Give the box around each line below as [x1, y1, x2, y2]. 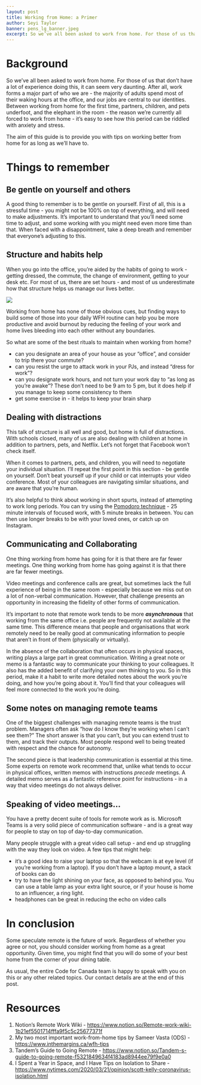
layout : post [6, 8, 39, 15]
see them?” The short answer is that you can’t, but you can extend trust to [6, 732, 190, 739]
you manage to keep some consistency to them [14, 388, 132, 395]
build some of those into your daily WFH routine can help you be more [6, 314, 179, 321]
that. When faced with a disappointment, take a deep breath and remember [6, 226, 192, 233]
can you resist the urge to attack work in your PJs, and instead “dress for [14, 363, 194, 370]
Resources [6, 1001, 61, 1015]
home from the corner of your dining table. [6, 956, 112, 963]
